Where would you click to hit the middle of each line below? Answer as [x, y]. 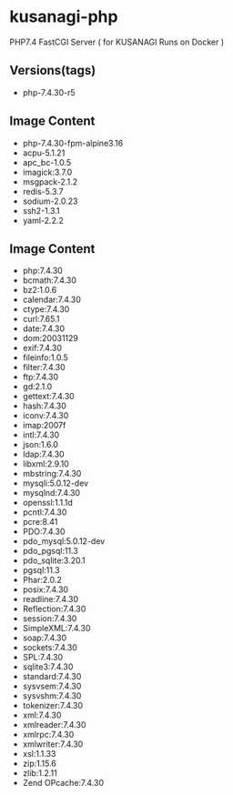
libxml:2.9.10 [46, 464]
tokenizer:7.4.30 [53, 706]
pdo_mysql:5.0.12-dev [64, 541]
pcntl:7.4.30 [45, 512]
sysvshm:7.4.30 [52, 696]
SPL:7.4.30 [43, 658]
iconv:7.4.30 [46, 416]
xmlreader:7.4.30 [54, 725]
